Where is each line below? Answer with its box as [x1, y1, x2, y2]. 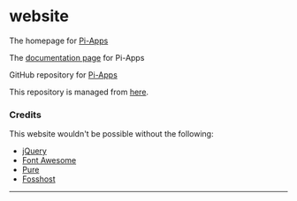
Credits [9, 108, 42, 121]
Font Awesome [21, 155, 77, 166]
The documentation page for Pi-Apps [9, 52, 145, 63]
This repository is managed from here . [9, 86, 148, 97]
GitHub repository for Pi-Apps [9, 69, 118, 80]
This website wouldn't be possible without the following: [9, 129, 214, 139]
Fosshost [21, 174, 56, 184]
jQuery [21, 145, 47, 156]
